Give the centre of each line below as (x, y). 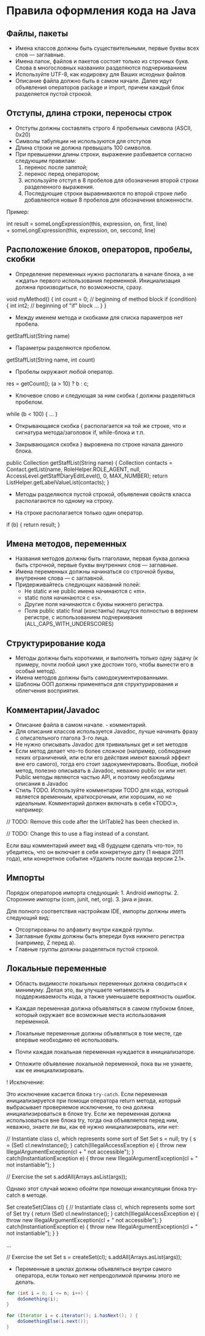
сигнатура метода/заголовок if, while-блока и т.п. (80, 432)
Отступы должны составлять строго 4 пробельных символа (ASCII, (103, 128)
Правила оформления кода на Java (101, 11)
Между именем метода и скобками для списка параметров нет (99, 317)
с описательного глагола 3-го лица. (62, 738)
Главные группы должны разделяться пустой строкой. (87, 949)
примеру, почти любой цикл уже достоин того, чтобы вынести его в (104, 665)
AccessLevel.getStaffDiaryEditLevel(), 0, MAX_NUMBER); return (87, 476)
